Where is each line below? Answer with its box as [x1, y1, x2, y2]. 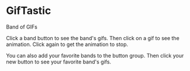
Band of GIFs [6, 23, 38, 30]
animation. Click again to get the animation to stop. [6, 41, 129, 48]
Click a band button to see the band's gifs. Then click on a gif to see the [6, 34, 179, 41]
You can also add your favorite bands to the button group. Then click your [6, 52, 184, 59]
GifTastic [6, 4, 51, 17]
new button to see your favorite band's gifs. [6, 58, 112, 65]
